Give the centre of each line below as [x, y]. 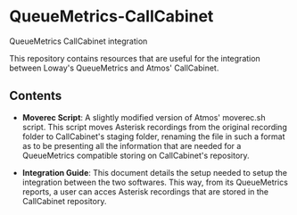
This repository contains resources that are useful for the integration [135, 58]
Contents [36, 96]
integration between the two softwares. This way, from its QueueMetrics [155, 182]
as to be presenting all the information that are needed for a [132, 145]
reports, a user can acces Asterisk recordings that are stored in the [145, 191]
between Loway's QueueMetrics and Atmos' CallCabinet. [114, 68]
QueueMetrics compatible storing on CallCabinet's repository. [136, 155]
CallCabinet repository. [64, 201]
